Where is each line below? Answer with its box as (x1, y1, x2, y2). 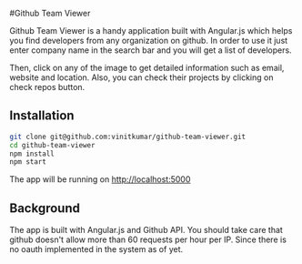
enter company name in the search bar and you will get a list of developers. (9, 45, 293, 56)
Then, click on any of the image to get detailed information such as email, (9, 63, 285, 73)
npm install (9, 149, 55, 158)
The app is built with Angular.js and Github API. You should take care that (9, 225, 284, 236)
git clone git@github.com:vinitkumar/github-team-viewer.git (9, 132, 247, 141)
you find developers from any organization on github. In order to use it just (9, 36, 288, 46)
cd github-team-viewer (9, 140, 96, 149)
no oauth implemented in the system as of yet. (9, 244, 184, 255)
